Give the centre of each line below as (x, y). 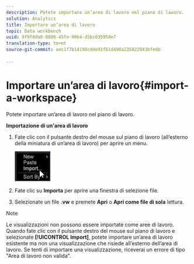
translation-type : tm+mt (36, 43)
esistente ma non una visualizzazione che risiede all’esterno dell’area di (92, 243)
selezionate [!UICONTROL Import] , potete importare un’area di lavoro (90, 237)
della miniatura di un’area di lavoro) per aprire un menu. (81, 143)
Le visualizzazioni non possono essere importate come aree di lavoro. (90, 224)
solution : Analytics (31, 18)
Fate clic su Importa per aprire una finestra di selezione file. (86, 190)
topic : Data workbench (34, 31)
